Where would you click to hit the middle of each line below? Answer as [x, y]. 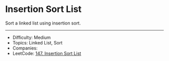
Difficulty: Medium [32, 37]
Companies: [25, 48]
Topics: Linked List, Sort [37, 42]
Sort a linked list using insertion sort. [43, 23]
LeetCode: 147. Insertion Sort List [47, 53]
